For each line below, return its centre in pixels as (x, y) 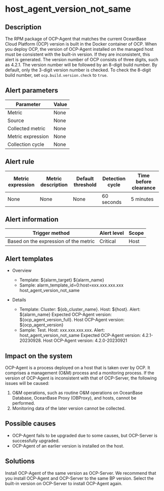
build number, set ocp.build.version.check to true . (57, 75)
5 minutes (142, 199)
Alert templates (29, 258)
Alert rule (20, 162)
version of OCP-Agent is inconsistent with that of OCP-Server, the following (81, 378)
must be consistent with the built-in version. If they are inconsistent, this (78, 54)
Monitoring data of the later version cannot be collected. (69, 408)
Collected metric (26, 128)
